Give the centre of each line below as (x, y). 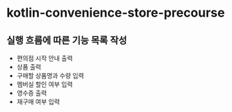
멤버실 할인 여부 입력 (45, 84)
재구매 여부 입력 (38, 102)
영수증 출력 (32, 93)
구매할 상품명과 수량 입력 (50, 75)
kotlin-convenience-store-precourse (116, 13)
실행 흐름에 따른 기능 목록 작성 (67, 40)
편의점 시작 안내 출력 (45, 58)
